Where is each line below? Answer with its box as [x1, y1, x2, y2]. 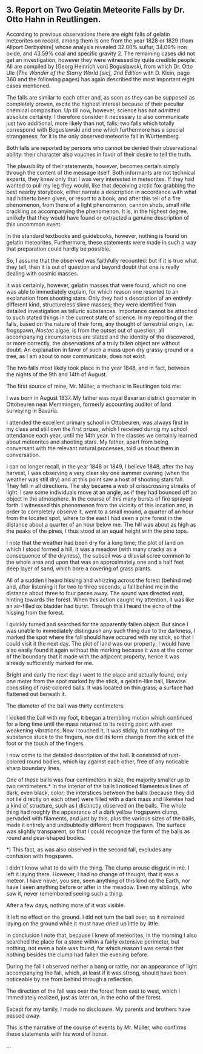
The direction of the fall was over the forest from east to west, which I [6, 987, 181, 995]
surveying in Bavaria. [6, 407, 59, 414]
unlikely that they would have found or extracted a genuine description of [6, 214, 190, 221]
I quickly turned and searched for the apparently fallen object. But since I [6, 620, 188, 627]
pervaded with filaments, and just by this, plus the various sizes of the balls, [6, 814, 196, 822]
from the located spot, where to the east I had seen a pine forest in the [6, 514, 182, 521]
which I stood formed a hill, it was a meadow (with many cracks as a [6, 546, 177, 553]
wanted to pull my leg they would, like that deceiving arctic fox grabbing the [6, 181, 196, 189]
